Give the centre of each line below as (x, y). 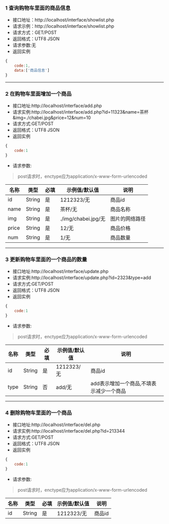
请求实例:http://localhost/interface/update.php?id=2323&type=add (82, 278)
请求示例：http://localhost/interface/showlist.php (63, 26)
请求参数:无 (24, 45)
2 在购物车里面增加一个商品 (38, 93)
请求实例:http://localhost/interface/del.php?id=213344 (69, 431)
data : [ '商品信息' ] (32, 71)
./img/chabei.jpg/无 (83, 219)
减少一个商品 (111, 391)
